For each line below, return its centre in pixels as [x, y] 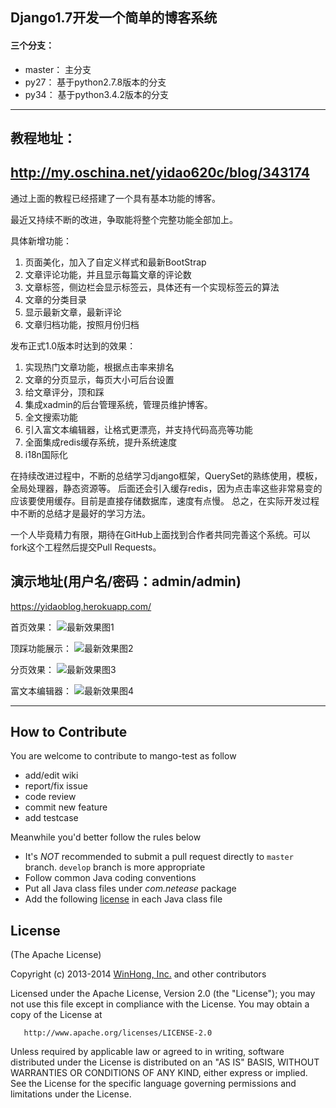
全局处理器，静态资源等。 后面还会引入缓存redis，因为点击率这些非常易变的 [166, 488]
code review [50, 797]
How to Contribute [69, 732]
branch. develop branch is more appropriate [115, 867]
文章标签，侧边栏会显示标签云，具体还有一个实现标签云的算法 [152, 287]
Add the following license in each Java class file [123, 899]
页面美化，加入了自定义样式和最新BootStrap [115, 262]
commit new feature [66, 807]
